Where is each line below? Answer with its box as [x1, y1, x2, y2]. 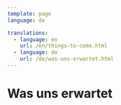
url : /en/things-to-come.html [20, 43, 108, 50]
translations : [7, 29, 49, 36]
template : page [7, 10, 52, 17]
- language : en [13, 36, 58, 43]
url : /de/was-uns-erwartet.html [20, 55, 114, 63]
